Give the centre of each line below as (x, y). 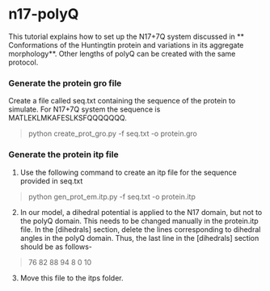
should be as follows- (56, 247)
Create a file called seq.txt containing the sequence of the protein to (122, 101)
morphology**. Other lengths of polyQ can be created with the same (122, 53)
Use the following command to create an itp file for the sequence (128, 172)
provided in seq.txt (51, 181)
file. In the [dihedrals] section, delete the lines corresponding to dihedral (140, 229)
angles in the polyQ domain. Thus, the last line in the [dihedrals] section (139, 238)
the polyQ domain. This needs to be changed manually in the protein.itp (139, 221)
